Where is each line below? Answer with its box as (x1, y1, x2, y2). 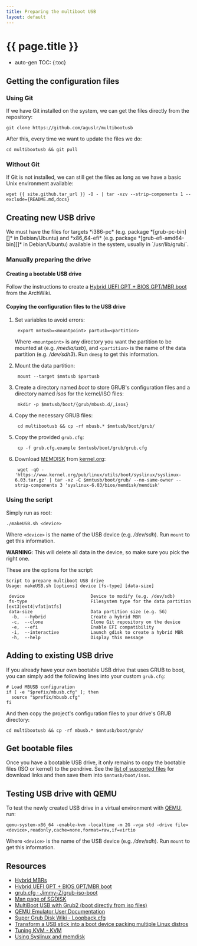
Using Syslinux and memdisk (14, 933, 86, 940)
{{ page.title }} (6, 40, 79, 53)
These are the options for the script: (6, 566, 94, 573)
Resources (6, 861, 47, 871)
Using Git (6, 94, 34, 102)
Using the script (6, 496, 53, 504)
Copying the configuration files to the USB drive (6, 303, 126, 310)
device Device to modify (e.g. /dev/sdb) (8, 593, 176, 599)
